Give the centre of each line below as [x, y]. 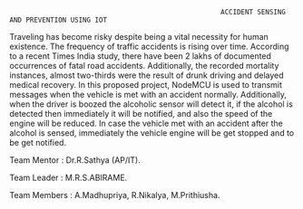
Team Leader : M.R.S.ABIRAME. [68, 177]
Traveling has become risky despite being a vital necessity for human [139, 37]
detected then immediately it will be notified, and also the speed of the [141, 114]
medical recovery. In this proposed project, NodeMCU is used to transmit [146, 85]
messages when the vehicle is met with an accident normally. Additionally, [148, 95]
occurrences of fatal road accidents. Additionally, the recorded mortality [144, 66]
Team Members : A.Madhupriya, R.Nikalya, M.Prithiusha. [115, 195]
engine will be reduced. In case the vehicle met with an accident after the [146, 123]
